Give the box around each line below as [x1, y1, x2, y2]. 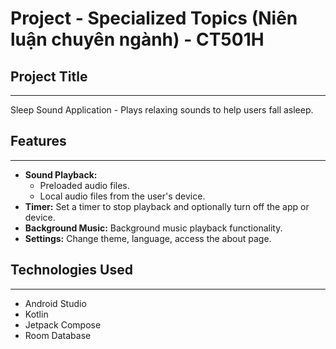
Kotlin [24, 308, 49, 320]
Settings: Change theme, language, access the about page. [24, 232, 272, 244]
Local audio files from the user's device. [39, 190, 206, 202]
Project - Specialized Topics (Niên [10, 7, 298, 30]
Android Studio [24, 297, 87, 309]
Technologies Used [10, 262, 133, 279]
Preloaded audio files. [39, 179, 130, 191]
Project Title [10, 68, 88, 85]
